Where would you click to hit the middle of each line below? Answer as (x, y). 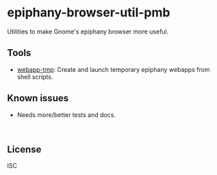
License (24, 149)
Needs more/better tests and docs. (66, 115)
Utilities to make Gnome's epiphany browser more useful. (88, 31)
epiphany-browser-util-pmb (89, 13)
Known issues (38, 98)
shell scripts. (35, 77)
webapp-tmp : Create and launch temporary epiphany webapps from (113, 69)
